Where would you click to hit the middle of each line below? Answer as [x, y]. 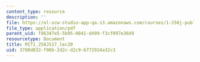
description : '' [26, 17]
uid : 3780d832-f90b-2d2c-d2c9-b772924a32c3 [61, 50]
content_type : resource [36, 12]
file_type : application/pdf [41, 28]
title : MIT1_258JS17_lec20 [40, 45]
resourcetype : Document [36, 39]
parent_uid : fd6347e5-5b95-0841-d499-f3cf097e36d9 [70, 34]
